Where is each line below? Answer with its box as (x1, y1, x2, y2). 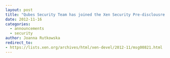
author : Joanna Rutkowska (5, 36, 60, 41)
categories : (5, 21, 31, 27)
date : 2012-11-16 (5, 17, 42, 22)
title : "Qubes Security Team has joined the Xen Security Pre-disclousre (5, 12, 165, 17)
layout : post (5, 7, 33, 13)
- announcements (10, 26, 44, 31)
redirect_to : (5, 40, 33, 45)
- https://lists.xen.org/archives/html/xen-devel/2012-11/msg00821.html (5, 45, 163, 50)
